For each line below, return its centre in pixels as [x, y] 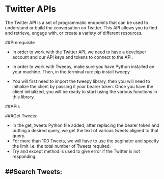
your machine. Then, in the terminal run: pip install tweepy [71, 71]
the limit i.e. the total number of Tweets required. [61, 146]
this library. [24, 97]
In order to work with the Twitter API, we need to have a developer [79, 52]
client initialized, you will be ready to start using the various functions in [84, 91]
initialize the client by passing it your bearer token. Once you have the [83, 86]
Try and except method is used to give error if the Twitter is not [76, 151]
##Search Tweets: [34, 172]
